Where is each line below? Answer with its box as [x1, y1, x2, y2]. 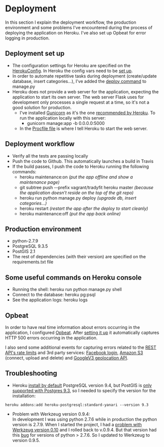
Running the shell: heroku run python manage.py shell [12, 286, 122, 292]
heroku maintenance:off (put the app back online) [19, 210, 121, 216]
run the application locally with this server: [19, 115, 106, 121]
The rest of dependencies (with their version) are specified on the [12, 254, 146, 260]
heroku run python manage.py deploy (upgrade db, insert [19, 195, 136, 201]
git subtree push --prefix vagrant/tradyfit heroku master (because [19, 184, 154, 190]
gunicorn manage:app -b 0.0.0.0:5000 [27, 120, 105, 126]
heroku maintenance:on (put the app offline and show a [19, 174, 133, 180]
